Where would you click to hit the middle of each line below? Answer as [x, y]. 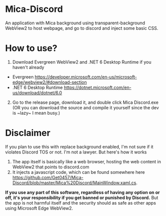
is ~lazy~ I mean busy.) [36, 113]
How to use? [31, 48]
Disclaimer [28, 133]
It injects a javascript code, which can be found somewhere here [79, 172]
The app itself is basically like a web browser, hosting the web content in [87, 161]
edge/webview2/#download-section [49, 82]
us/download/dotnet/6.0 [37, 92]
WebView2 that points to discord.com [51, 167]
